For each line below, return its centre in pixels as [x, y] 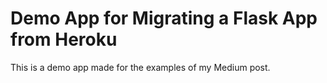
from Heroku [64, 39]
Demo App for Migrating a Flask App [164, 18]
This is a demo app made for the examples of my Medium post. [140, 67]
